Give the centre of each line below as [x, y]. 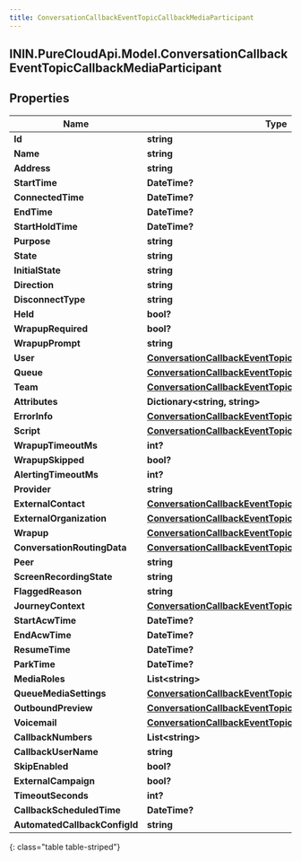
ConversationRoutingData [70, 547]
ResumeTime [42, 649]
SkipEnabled [41, 766]
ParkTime [34, 663]
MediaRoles [39, 679]
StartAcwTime [45, 620]
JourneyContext [49, 605]
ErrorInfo [34, 416]
